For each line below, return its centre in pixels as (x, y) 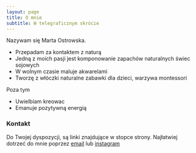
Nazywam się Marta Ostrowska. (46, 41)
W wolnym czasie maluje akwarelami (61, 72)
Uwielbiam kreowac (40, 101)
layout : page (23, 12)
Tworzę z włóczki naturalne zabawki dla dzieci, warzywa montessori (101, 78)
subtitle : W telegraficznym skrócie (53, 23)
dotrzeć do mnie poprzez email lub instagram (63, 143)
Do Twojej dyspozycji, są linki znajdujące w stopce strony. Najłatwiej (92, 137)
